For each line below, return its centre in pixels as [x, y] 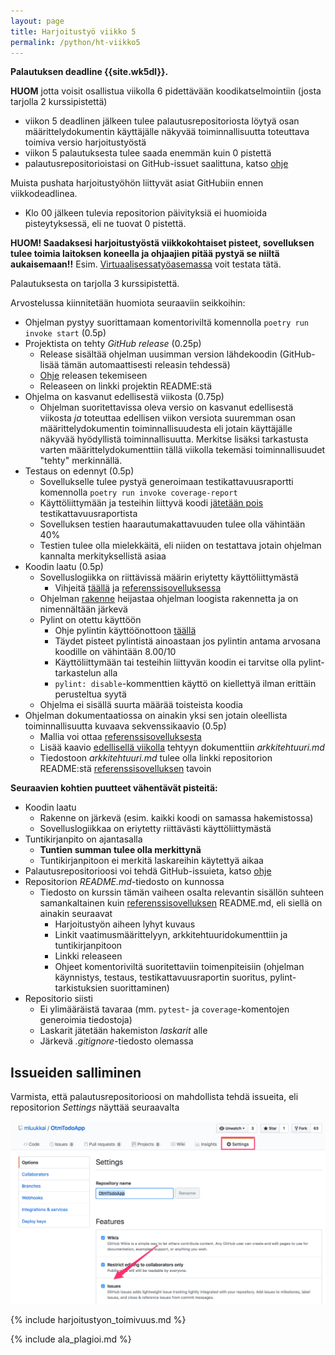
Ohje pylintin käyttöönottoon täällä [125, 631]
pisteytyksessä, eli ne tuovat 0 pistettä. [105, 224]
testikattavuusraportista [88, 514]
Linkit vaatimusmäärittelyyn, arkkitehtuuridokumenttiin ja [171, 935]
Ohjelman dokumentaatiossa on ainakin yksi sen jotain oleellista [156, 716]
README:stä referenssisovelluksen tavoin [125, 769]
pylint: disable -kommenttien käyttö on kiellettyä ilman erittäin [185, 684]
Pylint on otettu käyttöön [90, 620]
